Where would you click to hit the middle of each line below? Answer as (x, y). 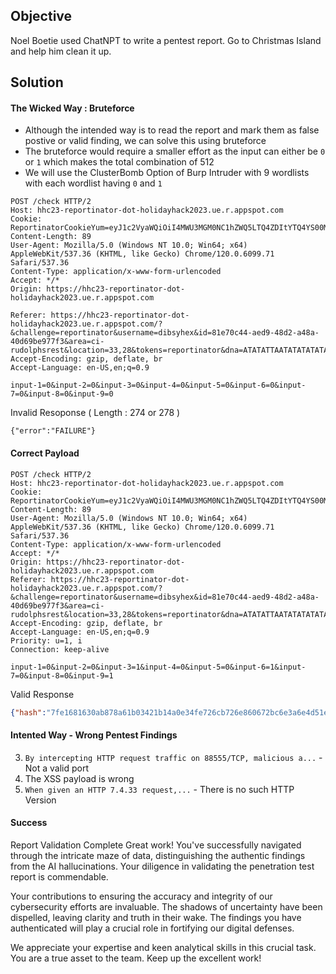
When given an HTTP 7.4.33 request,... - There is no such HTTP (159, 789)
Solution (37, 82)
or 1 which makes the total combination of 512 (119, 162)
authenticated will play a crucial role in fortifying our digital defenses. (152, 928)
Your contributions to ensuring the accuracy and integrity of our (141, 896)
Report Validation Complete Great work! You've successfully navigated (156, 845)
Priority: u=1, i (46, 640)
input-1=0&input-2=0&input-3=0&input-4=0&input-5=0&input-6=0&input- (158, 385)
